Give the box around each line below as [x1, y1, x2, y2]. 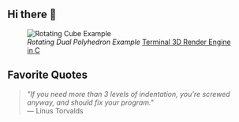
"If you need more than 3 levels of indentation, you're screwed [26, 89, 230, 98]
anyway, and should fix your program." [26, 98, 155, 107]
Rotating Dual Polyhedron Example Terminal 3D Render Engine [27, 37, 231, 46]
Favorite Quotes [7, 68, 88, 82]
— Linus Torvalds [26, 105, 84, 115]
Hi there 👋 [7, 8, 57, 21]
